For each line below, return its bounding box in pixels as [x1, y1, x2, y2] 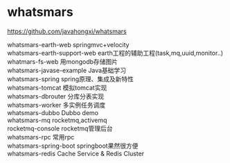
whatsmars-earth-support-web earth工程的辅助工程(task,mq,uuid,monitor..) [7, 49, 224, 57]
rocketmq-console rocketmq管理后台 [7, 124, 113, 132]
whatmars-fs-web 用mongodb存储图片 [7, 57, 118, 66]
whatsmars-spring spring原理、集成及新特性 [7, 74, 134, 83]
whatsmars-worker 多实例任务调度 [7, 101, 106, 109]
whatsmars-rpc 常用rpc [7, 132, 75, 141]
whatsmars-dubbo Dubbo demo [7, 108, 99, 117]
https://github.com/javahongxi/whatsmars [7, 27, 127, 35]
